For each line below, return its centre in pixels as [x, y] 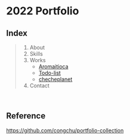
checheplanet [55, 79]
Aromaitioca [53, 66]
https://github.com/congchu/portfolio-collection [65, 130]
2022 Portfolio [43, 11]
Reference [26, 116]
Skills [36, 54]
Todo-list [49, 73]
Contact [39, 86]
